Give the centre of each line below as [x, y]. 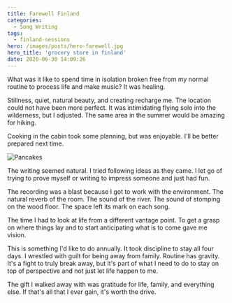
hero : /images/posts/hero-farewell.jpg [65, 46]
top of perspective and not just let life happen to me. [83, 271]
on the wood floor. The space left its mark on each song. [89, 206]
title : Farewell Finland [43, 14]
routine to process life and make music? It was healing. [86, 86]
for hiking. [22, 122]
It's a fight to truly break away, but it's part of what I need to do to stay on [113, 263]
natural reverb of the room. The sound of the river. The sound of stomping [114, 199]
